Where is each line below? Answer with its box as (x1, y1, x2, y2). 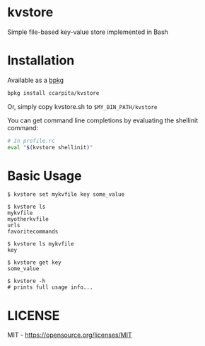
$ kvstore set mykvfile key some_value (7, 191, 125, 198)
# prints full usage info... (7, 284, 93, 291)
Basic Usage (7, 168, 82, 184)
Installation (7, 52, 75, 69)
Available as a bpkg (7, 76, 64, 84)
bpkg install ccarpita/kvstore (7, 89, 100, 96)
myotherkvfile (7, 216, 49, 223)
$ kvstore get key (7, 259, 61, 266)
